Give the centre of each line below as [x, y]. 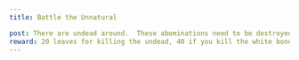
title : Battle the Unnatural [63, 17]
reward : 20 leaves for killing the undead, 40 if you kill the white [141, 41]
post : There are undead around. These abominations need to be [131, 33]
